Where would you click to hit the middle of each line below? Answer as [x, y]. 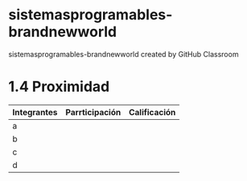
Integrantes [35, 112]
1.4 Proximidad [59, 87]
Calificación [152, 112]
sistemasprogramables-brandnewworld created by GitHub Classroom [123, 54]
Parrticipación [93, 112]
